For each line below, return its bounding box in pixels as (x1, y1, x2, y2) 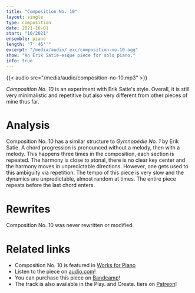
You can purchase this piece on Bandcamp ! (14, 274, 121, 281)
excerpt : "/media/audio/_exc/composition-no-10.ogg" (6, 47, 138, 53)
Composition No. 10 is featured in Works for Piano (14, 262, 136, 269)
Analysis (6, 118, 50, 132)
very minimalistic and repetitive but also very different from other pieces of (6, 92, 188, 99)
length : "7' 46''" (6, 42, 51, 48)
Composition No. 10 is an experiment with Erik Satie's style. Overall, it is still (6, 85, 190, 92)
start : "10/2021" (6, 31, 49, 36)
